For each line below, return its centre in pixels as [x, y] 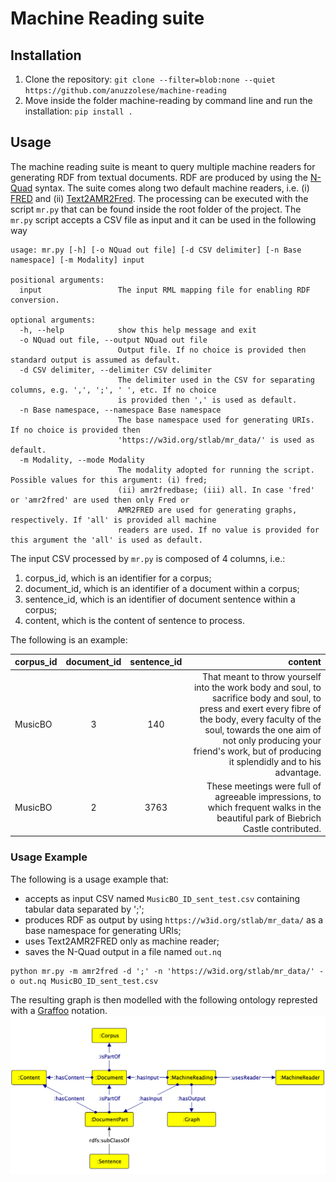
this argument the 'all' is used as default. [106, 540]
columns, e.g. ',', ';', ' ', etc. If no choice [113, 390]
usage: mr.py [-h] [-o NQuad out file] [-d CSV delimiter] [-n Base [156, 250]
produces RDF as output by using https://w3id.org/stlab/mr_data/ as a [174, 919]
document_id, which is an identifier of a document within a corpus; [162, 588]
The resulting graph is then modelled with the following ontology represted [164, 999]
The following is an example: [69, 639]
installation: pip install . [78, 111]
